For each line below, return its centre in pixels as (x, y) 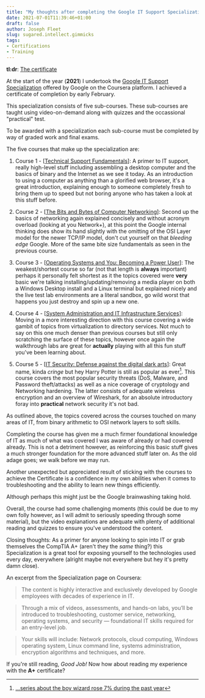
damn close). (23, 566)
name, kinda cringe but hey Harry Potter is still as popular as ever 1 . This (105, 371)
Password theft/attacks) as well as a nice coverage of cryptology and (102, 384)
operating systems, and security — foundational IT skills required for (107, 621)
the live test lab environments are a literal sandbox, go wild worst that (102, 295)
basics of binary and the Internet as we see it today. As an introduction (104, 174)
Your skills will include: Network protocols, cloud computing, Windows (110, 639)
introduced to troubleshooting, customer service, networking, (99, 614)
